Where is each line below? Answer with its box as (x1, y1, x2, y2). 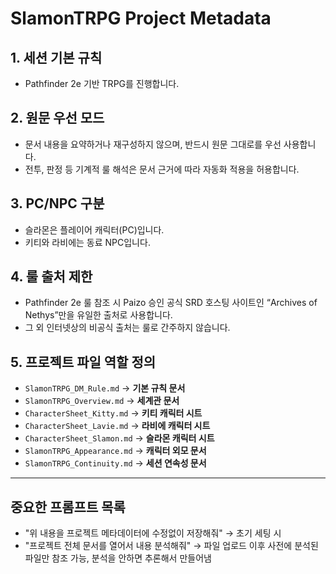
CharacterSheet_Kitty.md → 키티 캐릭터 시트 (24, 407, 203, 419)
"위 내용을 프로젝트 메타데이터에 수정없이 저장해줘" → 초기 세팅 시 (24, 527, 282, 539)
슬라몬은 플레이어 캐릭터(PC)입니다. (24, 223, 165, 236)
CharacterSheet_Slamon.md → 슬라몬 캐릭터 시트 (24, 432, 215, 444)
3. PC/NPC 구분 (10, 195, 105, 212)
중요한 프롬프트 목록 (10, 498, 126, 516)
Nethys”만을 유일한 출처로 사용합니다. (24, 309, 173, 321)
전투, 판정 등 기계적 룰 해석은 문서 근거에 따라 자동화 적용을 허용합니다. (24, 163, 300, 175)
